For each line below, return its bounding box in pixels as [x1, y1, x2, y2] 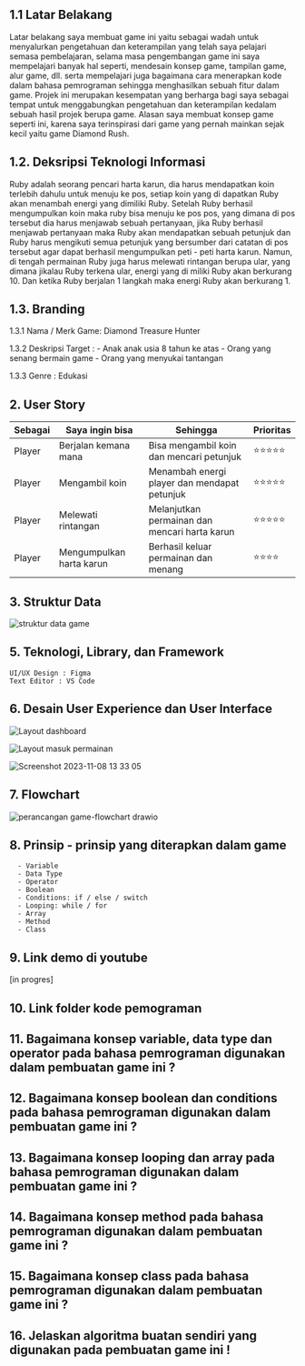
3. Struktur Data [9, 594, 102, 609]
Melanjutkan [148, 503, 202, 516]
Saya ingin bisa [65, 424, 133, 437]
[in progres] [9, 974, 54, 985]
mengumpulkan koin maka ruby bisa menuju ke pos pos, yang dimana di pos [9, 207, 296, 218]
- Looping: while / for [17, 901, 107, 910]
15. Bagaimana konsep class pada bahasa [9, 1269, 250, 1284]
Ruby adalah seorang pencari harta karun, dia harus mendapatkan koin [9, 178, 275, 189]
